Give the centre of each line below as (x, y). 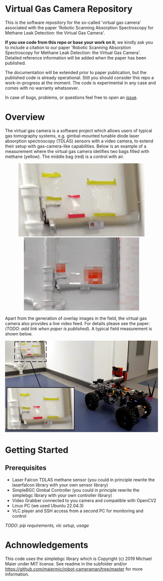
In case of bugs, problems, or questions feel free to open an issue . (72, 97)
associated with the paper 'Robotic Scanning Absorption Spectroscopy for (79, 27)
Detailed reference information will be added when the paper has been (76, 58)
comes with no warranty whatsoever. (42, 88)
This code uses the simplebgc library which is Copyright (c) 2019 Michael (78, 559)
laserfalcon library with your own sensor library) (60, 485)
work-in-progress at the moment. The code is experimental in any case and (81, 83)
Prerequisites (26, 468)
